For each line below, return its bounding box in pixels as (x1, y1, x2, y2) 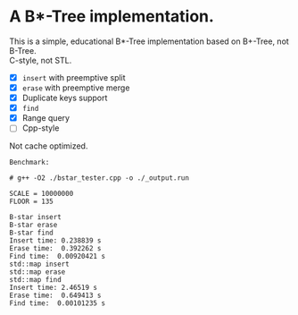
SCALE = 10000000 (9, 190, 74, 199)
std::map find (9, 276, 62, 285)
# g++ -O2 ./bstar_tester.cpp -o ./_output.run (9, 174, 190, 183)
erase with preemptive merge (21, 82, 130, 93)
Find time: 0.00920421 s (9, 252, 105, 261)
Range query (21, 113, 70, 123)
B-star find (9, 228, 54, 238)
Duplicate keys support (21, 92, 108, 104)
